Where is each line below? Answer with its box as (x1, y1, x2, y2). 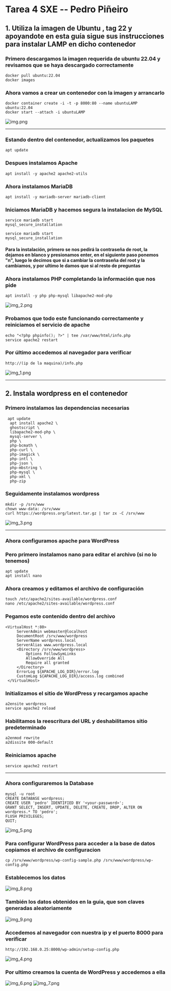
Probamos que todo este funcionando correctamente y (5, 315, 144, 322)
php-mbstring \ (10, 465, 42, 470)
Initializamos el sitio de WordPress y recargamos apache (5, 690, 149, 697)
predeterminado (5, 724, 47, 731)
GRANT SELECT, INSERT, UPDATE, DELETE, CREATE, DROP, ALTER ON (5, 804, 142, 810)
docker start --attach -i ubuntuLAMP (5, 110, 85, 115)
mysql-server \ (10, 434, 42, 439)
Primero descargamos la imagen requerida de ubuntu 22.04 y (5, 55, 161, 62)
